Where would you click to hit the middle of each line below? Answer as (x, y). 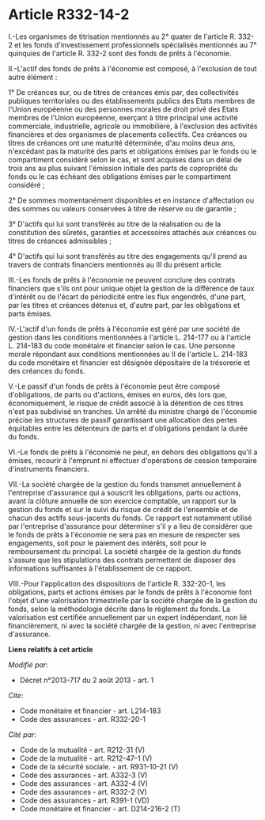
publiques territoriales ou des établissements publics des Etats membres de (132, 101)
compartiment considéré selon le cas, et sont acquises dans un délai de (125, 159)
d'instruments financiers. (49, 469)
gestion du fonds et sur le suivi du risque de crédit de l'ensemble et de (123, 509)
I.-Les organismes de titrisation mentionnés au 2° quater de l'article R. (122, 36)
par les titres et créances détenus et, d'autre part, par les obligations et (124, 305)
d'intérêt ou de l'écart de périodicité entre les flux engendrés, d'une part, (127, 296)
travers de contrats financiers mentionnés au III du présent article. (115, 264)
